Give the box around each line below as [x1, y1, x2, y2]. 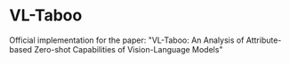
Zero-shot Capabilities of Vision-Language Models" [34, 44, 223, 54]
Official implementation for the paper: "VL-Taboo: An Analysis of [9, 35, 245, 45]
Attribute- [246, 35, 282, 45]
